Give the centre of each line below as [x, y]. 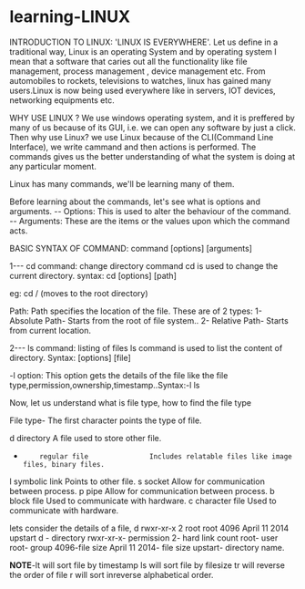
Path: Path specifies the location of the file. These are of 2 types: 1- [136, 311]
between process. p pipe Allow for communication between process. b [142, 491]
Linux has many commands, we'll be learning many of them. [122, 183]
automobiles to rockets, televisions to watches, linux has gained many [140, 80]
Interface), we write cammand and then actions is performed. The [133, 147]
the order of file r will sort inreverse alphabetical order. [112, 574]
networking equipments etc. [62, 100]
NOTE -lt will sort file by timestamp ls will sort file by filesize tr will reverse [147, 565]
